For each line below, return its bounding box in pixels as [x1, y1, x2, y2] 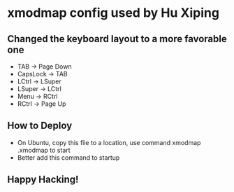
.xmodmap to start [17, 146, 71, 154]
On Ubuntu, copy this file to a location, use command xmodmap [17, 138, 201, 146]
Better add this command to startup [17, 153, 120, 162]
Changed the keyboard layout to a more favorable [7, 33, 227, 45]
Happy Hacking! [7, 174, 79, 186]
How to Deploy [7, 120, 73, 132]
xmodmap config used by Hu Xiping [7, 5, 220, 21]
